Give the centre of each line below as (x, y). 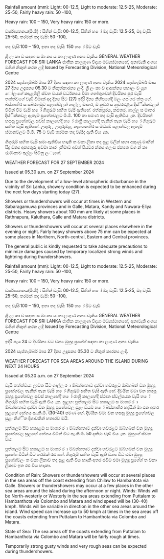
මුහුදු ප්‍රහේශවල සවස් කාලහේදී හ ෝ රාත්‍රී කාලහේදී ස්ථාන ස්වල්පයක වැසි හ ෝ (78, 396)
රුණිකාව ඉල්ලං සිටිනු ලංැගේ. (33, 153)
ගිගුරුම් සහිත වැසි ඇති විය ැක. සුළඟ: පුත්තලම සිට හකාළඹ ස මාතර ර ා (71, 402)
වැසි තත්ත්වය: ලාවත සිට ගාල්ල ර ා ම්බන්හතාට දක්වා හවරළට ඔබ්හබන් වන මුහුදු (80, 385)
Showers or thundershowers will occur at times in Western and (68, 201)
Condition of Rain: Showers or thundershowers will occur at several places (80, 475)
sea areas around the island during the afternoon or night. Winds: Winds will (82, 491)
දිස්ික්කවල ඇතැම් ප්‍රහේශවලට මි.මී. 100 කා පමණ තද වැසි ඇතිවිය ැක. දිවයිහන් (79, 115)
